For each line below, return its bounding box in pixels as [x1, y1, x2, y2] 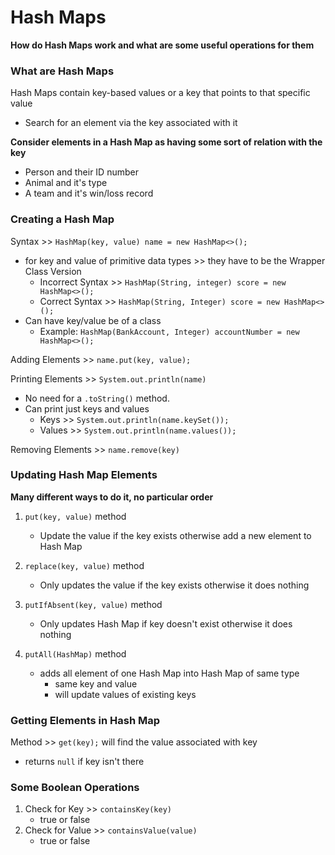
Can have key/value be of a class [24, 314, 162, 326]
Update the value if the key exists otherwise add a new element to [39, 529, 312, 541]
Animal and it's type [24, 177, 108, 189]
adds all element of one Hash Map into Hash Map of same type [39, 667, 300, 679]
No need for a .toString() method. [24, 392, 170, 404]
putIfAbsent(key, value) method [24, 598, 163, 610]
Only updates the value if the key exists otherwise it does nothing [39, 579, 310, 591]
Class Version [24, 265, 82, 277]
